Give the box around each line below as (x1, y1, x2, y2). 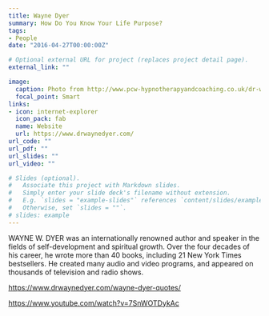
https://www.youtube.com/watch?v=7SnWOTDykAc (8, 298, 180, 308)
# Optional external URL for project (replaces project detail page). (8, 56, 249, 64)
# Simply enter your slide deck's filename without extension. (8, 189, 231, 197)
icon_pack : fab (15, 115, 66, 123)
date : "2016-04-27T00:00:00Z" (8, 42, 110, 50)
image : (8, 78, 30, 86)
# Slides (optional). (8, 174, 81, 182)
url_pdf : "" (8, 145, 48, 153)
